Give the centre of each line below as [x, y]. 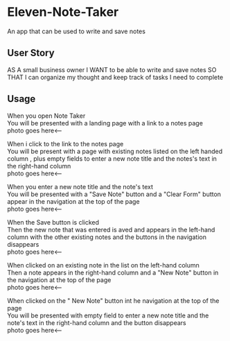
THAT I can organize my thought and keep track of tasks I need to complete [115, 77]
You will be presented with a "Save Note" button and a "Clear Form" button [114, 194]
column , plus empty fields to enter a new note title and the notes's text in [112, 158]
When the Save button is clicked [53, 222]
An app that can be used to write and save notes [76, 31]
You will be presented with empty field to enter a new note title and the [108, 315]
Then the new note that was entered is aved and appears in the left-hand [111, 229]
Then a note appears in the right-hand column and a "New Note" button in [113, 272]
